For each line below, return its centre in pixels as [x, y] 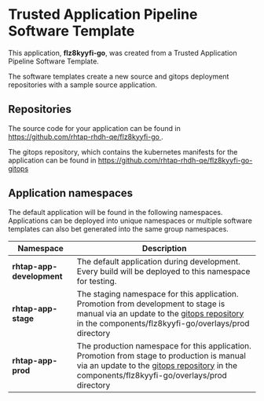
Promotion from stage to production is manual [161, 355]
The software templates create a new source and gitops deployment [119, 76]
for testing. [97, 281]
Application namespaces [71, 193]
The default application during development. [159, 261]
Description [164, 248]
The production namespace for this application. [164, 345]
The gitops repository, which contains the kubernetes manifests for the [123, 151]
